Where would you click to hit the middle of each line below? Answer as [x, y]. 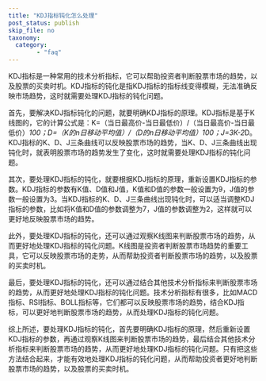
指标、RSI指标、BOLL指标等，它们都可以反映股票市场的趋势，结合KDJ [123, 302]
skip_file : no [32, 30]
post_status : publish [44, 23]
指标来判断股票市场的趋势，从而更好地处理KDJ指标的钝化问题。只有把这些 [136, 349]
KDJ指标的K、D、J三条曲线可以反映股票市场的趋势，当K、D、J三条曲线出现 [133, 142]
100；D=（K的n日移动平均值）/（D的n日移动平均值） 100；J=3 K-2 [137, 133]
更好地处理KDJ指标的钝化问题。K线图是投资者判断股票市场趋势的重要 [128, 246]
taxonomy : [25, 38]
